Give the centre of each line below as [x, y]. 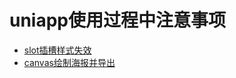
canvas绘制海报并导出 [69, 62]
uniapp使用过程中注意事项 [118, 20]
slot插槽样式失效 [57, 50]
